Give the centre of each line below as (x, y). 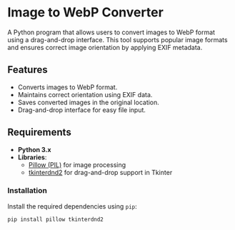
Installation (27, 191)
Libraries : (32, 157)
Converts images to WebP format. (67, 87)
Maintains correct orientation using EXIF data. (85, 94)
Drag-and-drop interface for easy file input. (82, 110)
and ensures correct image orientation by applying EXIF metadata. (105, 47)
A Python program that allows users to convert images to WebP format (111, 32)
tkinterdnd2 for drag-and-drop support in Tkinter (100, 172)
